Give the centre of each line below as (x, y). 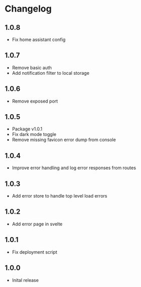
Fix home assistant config (39, 39)
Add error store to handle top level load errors (60, 196)
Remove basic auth (32, 67)
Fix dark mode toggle (34, 134)
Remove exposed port (35, 101)
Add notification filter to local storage (51, 73)
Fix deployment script (34, 252)
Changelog (28, 9)
